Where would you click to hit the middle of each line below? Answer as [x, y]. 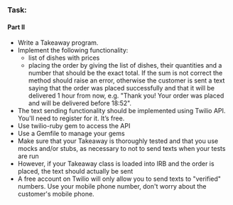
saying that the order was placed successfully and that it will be [121, 88]
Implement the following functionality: [73, 51]
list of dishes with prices [64, 58]
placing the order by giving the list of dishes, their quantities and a [125, 65]
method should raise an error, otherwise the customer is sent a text [126, 80]
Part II [16, 27]
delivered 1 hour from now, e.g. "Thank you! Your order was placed [126, 96]
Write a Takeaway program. [58, 43]
